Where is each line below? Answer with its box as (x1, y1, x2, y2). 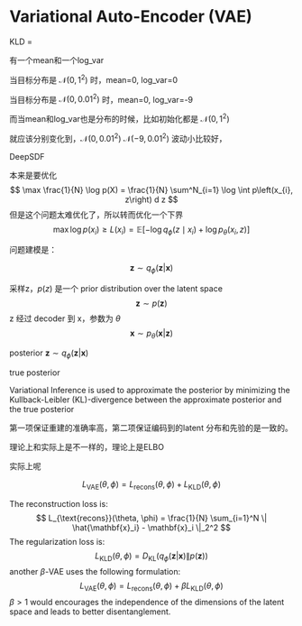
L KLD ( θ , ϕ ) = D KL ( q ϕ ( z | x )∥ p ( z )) (94, 550, 209, 563)
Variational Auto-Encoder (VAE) (9, 6, 252, 27)
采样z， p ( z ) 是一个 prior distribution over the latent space (9, 283, 224, 294)
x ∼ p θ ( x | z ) (129, 327, 174, 340)
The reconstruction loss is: (9, 498, 108, 509)
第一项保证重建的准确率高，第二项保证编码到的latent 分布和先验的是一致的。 (9, 422, 293, 433)
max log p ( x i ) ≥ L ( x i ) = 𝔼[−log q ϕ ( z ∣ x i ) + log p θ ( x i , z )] (52, 224, 251, 236)
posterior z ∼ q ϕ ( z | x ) (9, 347, 89, 360)
